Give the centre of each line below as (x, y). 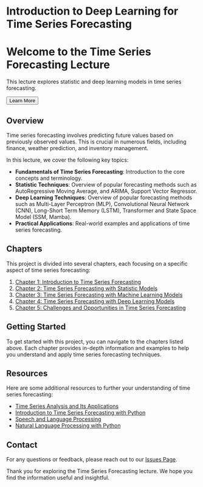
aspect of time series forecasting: (48, 270)
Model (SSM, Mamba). (43, 216)
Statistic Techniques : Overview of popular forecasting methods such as (106, 184)
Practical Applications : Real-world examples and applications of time (102, 223)
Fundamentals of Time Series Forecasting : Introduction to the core (100, 171)
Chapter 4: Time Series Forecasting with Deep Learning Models (95, 301)
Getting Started (36, 327)
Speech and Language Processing (58, 419)
